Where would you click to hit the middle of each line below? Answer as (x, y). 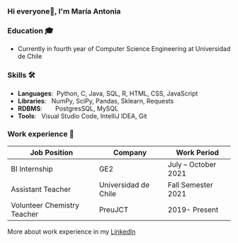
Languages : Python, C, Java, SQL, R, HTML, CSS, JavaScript (108, 93)
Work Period (198, 152)
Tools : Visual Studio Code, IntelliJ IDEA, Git (82, 115)
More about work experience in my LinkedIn (72, 231)
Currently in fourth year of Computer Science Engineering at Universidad (124, 49)
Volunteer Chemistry (45, 205)
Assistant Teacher (41, 189)
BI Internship (32, 169)
